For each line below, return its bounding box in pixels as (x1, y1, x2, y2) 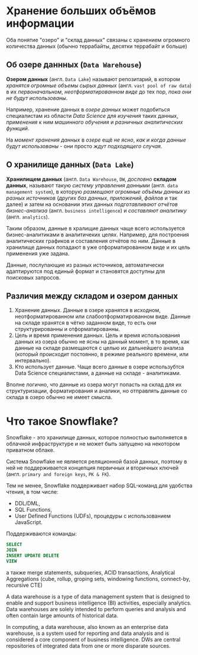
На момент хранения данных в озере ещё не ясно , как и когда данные (6, 136, 186, 143)
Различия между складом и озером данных (6, 291, 178, 301)
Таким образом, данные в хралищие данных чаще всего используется (6, 224, 185, 232)
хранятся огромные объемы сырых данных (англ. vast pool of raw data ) (6, 82, 192, 89)
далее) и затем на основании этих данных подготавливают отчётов (6, 200, 178, 208)
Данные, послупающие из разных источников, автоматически (6, 261, 164, 268)
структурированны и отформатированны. (14, 326, 120, 333)
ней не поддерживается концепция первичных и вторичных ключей (6, 464, 179, 471)
